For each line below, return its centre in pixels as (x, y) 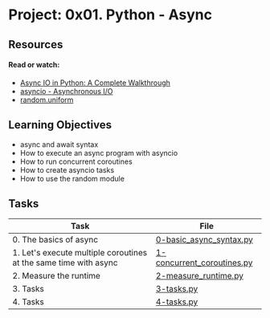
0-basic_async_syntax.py (204, 240)
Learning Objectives (60, 125)
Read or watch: (34, 65)
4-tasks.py (177, 302)
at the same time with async (65, 263)
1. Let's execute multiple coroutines (80, 253)
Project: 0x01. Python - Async (110, 15)
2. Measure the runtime (56, 276)
